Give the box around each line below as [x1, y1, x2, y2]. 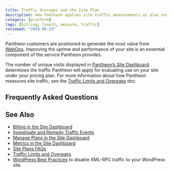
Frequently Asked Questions [5, 93, 99, 102]
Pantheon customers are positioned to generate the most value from [5, 41, 149, 47]
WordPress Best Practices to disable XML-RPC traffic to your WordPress [12, 157, 165, 163]
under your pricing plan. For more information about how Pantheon [5, 72, 146, 79]
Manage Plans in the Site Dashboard [12, 135, 90, 141]
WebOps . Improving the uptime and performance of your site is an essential [5, 46, 165, 52]
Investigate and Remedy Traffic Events [12, 129, 95, 136]
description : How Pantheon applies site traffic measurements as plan [5, 12, 159, 17]
